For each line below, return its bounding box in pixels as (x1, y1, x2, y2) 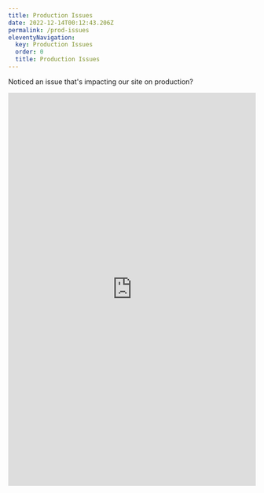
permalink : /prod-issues (8, 26, 90, 34)
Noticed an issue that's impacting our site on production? (8, 76, 194, 86)
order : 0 (15, 48, 44, 56)
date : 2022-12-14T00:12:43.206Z (8, 19, 114, 27)
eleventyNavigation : (8, 33, 76, 42)
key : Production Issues (15, 41, 93, 49)
